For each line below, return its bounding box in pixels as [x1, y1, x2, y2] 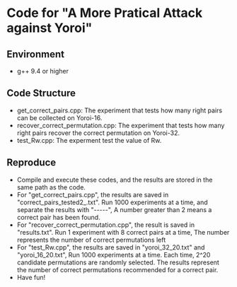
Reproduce [6, 157, 57, 169]
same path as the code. [16, 182, 86, 192]
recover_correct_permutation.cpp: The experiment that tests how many [16, 121, 225, 129]
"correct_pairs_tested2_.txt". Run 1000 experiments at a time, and [16, 198, 208, 206]
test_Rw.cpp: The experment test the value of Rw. [16, 136, 162, 144]
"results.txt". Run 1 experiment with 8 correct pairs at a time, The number [16, 228, 230, 236]
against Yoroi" [6, 20, 93, 36]
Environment [6, 48, 65, 60]
